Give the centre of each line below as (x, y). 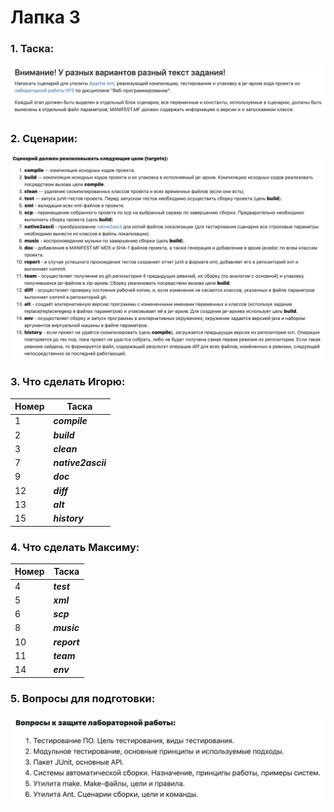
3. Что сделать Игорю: (68, 382)
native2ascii (80, 463)
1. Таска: (32, 49)
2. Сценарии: (44, 139)
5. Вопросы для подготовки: (83, 698)
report (66, 642)
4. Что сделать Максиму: (75, 547)
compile (70, 421)
